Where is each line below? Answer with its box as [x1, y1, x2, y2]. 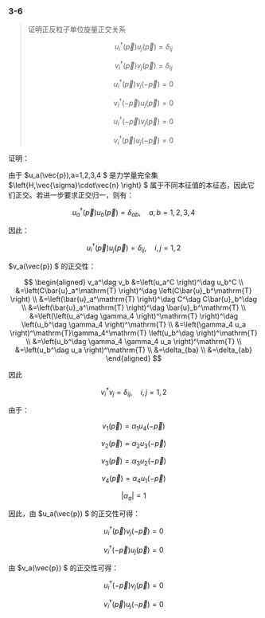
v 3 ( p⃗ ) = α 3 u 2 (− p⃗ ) [100, 456, 167, 467]
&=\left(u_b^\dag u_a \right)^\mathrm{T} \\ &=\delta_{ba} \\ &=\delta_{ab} [14, 345, 253, 354]
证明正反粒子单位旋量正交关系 [27, 25, 126, 34]
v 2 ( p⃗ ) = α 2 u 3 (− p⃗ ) [100, 439, 167, 450]
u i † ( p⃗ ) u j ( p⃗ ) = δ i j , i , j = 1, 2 [86, 241, 181, 254]
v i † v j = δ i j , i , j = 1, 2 [100, 385, 167, 399]
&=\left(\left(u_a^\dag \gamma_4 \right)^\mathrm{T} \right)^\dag [29, 311, 239, 320]
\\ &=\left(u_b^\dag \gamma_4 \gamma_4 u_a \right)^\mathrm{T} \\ [25, 336, 242, 346]
